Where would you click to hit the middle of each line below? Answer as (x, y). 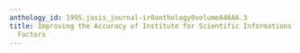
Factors (32, 34)
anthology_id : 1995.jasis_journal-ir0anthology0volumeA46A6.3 (128, 18)
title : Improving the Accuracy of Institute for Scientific (125, 26)
